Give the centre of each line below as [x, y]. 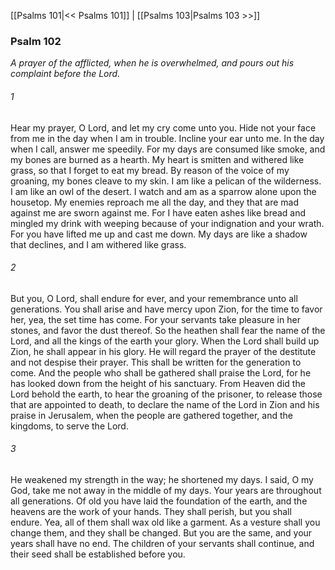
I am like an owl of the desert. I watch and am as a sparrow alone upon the [163, 191]
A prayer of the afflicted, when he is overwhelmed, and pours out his [152, 63]
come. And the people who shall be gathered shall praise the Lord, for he [161, 372]
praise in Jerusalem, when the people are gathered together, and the [151, 415]
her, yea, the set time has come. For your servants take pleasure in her [155, 319]
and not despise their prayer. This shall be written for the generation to [156, 362]
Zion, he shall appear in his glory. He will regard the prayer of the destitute [163, 351]
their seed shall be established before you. [98, 554]
